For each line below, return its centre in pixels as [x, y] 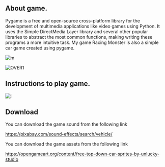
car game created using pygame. [40, 47]
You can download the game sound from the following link [66, 124]
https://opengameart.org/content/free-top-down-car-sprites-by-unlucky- [82, 154]
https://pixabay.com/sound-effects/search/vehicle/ [59, 134]
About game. [26, 8]
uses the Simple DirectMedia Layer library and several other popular [77, 31]
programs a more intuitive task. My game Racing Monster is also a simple [82, 42]
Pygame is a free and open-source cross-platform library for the [73, 20]
